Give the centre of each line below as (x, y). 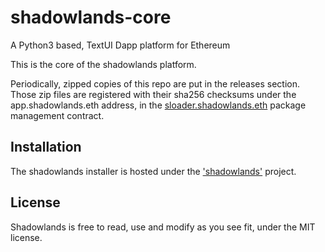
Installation (46, 147)
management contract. (57, 115)
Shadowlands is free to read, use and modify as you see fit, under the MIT (163, 227)
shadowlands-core (91, 17)
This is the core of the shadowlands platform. (103, 64)
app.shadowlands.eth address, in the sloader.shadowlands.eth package (158, 105)
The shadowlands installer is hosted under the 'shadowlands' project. (153, 171)
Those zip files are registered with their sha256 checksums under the (153, 94)
